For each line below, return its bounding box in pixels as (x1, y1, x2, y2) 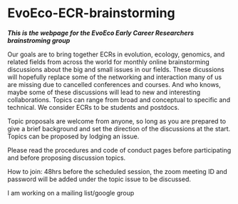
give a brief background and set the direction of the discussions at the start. (7, 124, 231, 133)
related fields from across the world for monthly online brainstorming (7, 57, 210, 66)
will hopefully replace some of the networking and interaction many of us (7, 73, 222, 81)
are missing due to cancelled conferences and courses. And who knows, (7, 80, 221, 88)
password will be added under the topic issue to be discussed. (7, 175, 191, 183)
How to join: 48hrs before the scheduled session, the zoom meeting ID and (7, 167, 228, 175)
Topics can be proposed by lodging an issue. (7, 132, 140, 141)
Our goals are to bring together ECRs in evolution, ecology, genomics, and (7, 50, 225, 58)
